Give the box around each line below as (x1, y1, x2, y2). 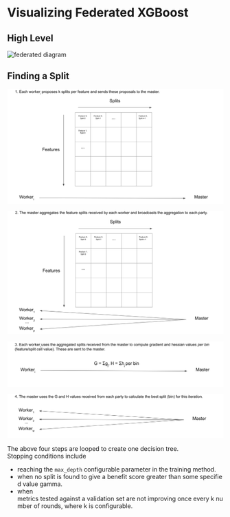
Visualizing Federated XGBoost (7, 5, 189, 21)
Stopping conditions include (7, 452, 87, 460)
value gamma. (23, 480, 63, 488)
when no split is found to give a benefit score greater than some (16, 472, 198, 481)
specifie (199, 472, 223, 481)
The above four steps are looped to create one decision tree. (7, 444, 179, 452)
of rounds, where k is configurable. (34, 501, 133, 510)
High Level (7, 32, 54, 44)
